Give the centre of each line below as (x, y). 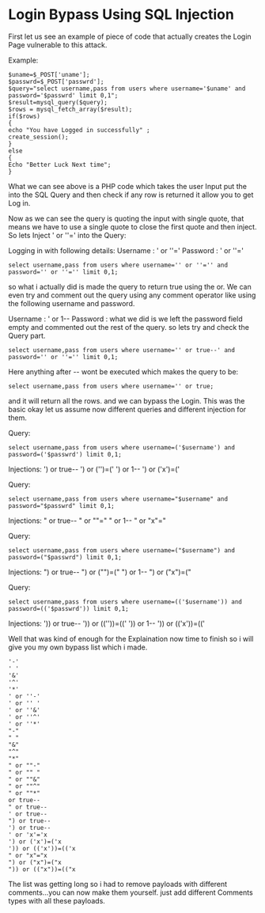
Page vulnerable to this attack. (58, 44)
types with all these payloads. (57, 900)
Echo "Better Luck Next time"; (60, 165)
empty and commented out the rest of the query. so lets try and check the (129, 327)
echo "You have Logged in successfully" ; (79, 130)
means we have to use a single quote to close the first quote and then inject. (132, 226)
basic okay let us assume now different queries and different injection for (127, 409)
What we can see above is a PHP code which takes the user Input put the (128, 186)
